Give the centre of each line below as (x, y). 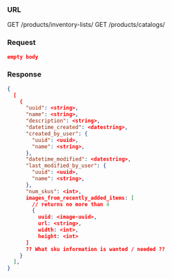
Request (21, 43)
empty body (23, 57)
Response (24, 75)
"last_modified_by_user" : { (66, 166)
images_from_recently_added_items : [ (80, 198)
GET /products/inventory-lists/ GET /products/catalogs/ (86, 25)
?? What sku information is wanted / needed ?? (95, 249)
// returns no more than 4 (71, 204)
